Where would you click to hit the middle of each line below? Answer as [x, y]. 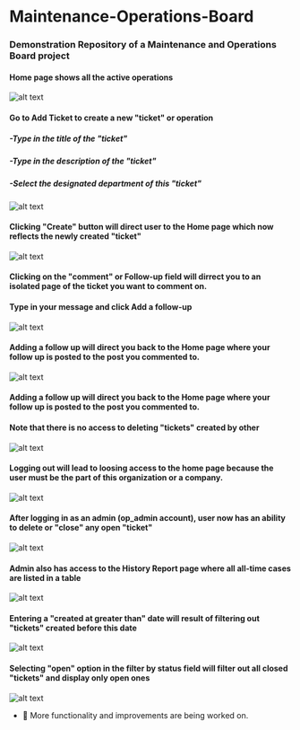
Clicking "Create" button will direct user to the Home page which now [141, 227]
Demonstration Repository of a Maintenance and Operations [143, 45]
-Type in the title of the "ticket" [69, 138]
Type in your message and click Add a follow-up [101, 307]
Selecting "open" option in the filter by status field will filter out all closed [149, 668]
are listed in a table [45, 577]
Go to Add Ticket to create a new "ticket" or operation [111, 118]
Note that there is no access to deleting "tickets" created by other [134, 427]
